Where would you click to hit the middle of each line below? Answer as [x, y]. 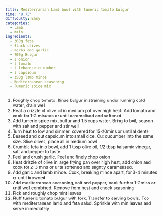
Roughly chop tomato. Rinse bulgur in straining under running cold [79, 100]
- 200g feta [22, 41]
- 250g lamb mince [29, 77]
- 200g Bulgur [24, 55]
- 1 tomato [21, 64]
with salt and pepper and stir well [46, 126]
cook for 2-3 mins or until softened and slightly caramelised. [73, 167]
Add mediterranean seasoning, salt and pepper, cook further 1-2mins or [84, 183]
